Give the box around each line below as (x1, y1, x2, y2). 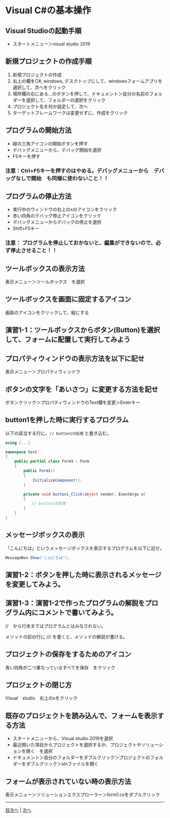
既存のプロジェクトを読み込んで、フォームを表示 (5, 711, 158, 720)
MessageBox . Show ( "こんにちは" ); (5, 555, 70, 560)
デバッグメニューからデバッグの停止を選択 (12, 219, 102, 225)
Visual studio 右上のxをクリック (5, 695, 78, 701)
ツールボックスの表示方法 (5, 264, 85, 273)
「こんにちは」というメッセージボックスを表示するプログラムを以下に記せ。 (5, 545, 164, 551)
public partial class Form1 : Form (14, 459, 90, 464)
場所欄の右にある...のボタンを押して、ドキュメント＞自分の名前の (12, 90, 149, 97)
